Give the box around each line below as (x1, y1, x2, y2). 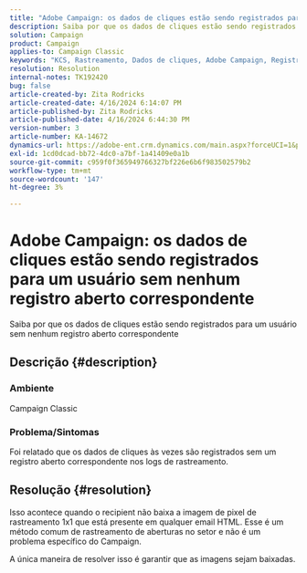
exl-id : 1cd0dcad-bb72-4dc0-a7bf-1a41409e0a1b (9, 149, 190, 158)
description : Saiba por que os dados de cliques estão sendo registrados (9, 22, 297, 31)
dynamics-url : (9, 141, 64, 150)
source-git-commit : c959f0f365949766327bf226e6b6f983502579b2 (9, 157, 251, 167)
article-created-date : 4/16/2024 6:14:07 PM (9, 98, 182, 108)
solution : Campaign (9, 30, 84, 39)
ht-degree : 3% (9, 183, 64, 193)
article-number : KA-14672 (9, 132, 108, 141)
